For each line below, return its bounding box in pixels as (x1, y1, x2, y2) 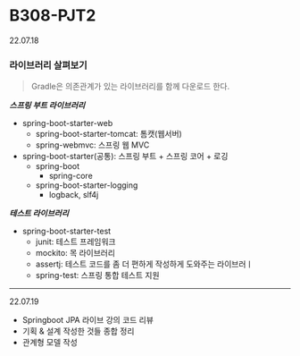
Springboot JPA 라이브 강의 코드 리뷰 (21, 315, 154, 326)
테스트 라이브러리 (9, 208, 70, 219)
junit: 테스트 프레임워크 (35, 236, 116, 247)
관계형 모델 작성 (21, 337, 78, 348)
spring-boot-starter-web (21, 118, 113, 129)
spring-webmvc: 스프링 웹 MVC (35, 140, 150, 150)
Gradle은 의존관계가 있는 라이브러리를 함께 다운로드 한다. (30, 81, 230, 92)
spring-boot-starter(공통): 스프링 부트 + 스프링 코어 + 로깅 (21, 151, 229, 162)
